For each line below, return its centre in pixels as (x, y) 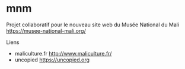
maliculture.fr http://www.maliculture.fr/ (63, 53)
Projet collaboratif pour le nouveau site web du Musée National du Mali (93, 25)
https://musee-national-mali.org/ (46, 30)
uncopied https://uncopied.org (52, 60)
